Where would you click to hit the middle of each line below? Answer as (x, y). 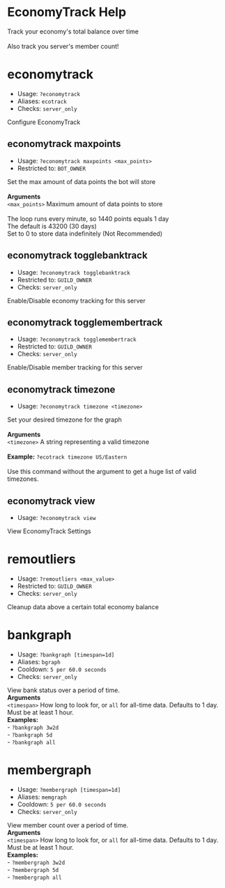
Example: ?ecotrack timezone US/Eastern (67, 457)
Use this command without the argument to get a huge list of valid (102, 472)
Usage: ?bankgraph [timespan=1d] (66, 654)
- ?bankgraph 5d (30, 734)
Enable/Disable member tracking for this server (75, 367)
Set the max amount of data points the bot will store (82, 181)
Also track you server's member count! (63, 46)
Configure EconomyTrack (44, 122)
